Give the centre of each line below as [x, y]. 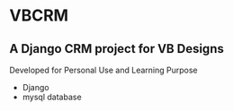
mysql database [52, 97]
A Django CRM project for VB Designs [117, 49]
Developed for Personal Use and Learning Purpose [103, 70]
